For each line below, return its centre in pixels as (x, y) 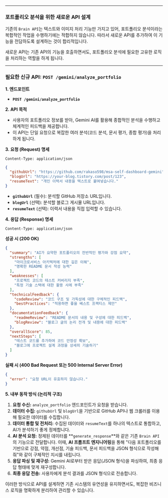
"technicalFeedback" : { (34, 294)
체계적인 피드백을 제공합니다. (40, 126)
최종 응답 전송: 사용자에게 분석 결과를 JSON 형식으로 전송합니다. (75, 473)
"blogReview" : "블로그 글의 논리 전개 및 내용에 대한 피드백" (71, 322)
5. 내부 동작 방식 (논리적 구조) (34, 394)
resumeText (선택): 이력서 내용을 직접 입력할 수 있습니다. (67, 208)
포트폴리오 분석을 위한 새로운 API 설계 (48, 17)
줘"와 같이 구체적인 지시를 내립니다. (47, 455)
